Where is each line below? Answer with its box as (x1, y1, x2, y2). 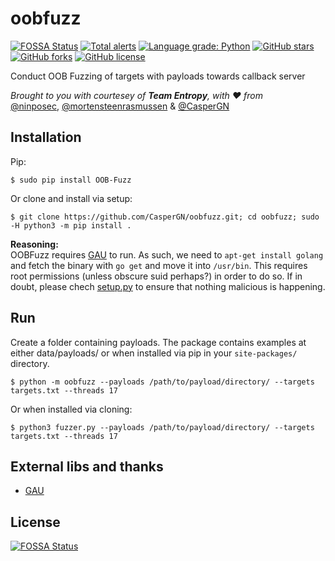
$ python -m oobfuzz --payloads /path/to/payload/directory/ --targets (10, 377, 315, 387)
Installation (10, 129, 82, 146)
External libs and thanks (10, 458, 164, 475)
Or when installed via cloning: (10, 403, 133, 415)
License (10, 513, 61, 531)
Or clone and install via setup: (10, 192, 133, 204)
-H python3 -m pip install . (10, 220, 132, 231)
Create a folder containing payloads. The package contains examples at (10, 336, 307, 348)
